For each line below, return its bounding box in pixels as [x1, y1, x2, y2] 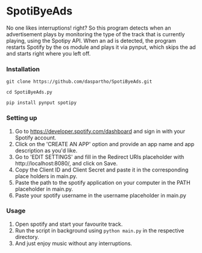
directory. [14, 233, 39, 240]
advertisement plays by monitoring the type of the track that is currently [6, 30, 185, 37]
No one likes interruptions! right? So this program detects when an [6, 24, 171, 31]
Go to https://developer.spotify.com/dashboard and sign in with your [14, 127, 186, 135]
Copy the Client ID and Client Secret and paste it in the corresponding [14, 166, 189, 173]
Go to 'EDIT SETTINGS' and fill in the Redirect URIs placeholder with [14, 153, 185, 161]
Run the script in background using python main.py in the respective [14, 226, 185, 234]
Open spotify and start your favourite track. [14, 220, 123, 228]
